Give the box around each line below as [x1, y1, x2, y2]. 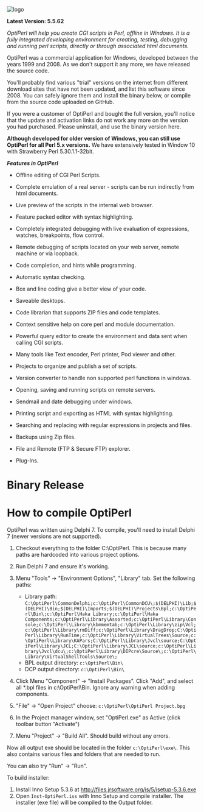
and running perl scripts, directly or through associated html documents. [7, 43, 189, 49]
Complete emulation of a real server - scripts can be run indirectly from [15, 183, 194, 190]
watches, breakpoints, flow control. [15, 231, 104, 239]
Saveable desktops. [15, 297, 66, 304]
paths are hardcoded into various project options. [15, 551, 140, 559]
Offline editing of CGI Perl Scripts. [15, 171, 101, 178]
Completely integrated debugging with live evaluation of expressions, [15, 225, 189, 232]
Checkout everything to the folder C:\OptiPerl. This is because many [15, 545, 187, 552]
